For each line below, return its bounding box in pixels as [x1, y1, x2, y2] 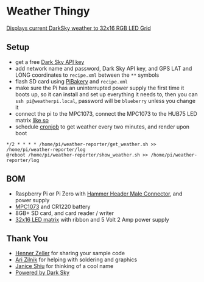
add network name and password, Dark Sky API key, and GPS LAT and [15, 65, 192, 72]
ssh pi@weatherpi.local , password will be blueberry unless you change [15, 97, 196, 104]
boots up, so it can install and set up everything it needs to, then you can [15, 90, 198, 98]
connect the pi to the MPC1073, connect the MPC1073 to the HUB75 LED [15, 110, 198, 117]
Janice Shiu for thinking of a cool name [15, 263, 114, 270]
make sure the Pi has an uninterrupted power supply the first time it [15, 84, 185, 91]
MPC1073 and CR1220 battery [15, 203, 91, 210]
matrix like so [15, 116, 49, 124]
